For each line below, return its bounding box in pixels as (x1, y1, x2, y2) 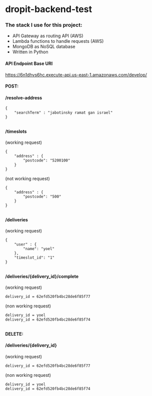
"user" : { (14, 242, 37, 247)
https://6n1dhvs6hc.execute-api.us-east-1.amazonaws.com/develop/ (5, 71, 147, 77)
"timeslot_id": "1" (14, 255, 55, 260)
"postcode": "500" (23, 194, 61, 199)
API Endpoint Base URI (5, 60, 53, 66)
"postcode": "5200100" (23, 158, 70, 163)
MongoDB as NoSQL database (12, 44, 76, 50)
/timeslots (5, 128, 27, 134)
